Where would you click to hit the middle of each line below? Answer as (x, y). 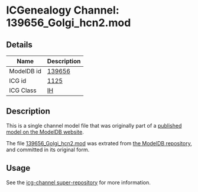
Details (19, 45)
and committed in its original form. (48, 149)
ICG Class (23, 90)
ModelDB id (25, 71)
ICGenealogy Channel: (63, 10)
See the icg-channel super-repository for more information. (78, 182)
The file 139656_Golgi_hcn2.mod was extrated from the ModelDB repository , (99, 143)
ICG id (18, 81)
